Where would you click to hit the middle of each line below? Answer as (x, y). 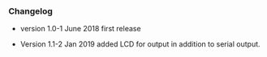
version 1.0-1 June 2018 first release (80, 29)
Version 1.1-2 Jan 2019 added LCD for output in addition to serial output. (140, 44)
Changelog (30, 11)
